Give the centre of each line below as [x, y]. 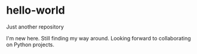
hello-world [36, 10]
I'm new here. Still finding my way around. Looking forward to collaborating [98, 38]
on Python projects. [30, 45]
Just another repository [35, 27]
